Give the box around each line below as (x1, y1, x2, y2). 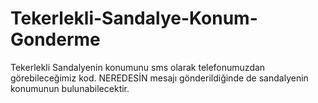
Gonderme (10, 28, 101, 51)
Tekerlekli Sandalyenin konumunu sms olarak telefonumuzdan (10, 61, 266, 73)
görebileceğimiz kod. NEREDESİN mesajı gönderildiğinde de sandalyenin (10, 72, 309, 84)
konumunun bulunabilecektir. (10, 82, 130, 94)
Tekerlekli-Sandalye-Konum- (10, 7, 258, 30)
